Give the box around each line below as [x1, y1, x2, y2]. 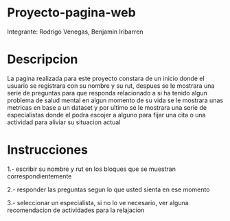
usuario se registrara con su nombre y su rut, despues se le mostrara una [7, 81, 215, 90]
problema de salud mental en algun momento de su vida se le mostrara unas [7, 96, 224, 104]
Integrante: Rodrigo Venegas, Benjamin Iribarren [7, 27, 143, 36]
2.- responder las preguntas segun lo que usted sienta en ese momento [7, 185, 211, 194]
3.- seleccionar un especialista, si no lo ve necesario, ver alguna [7, 198, 189, 207]
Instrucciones [7, 142, 88, 158]
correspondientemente [7, 172, 72, 180]
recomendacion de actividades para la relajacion [7, 206, 145, 214]
